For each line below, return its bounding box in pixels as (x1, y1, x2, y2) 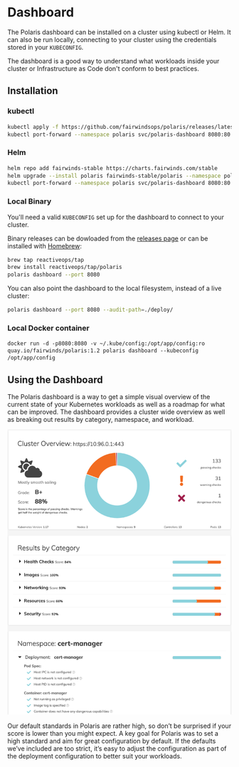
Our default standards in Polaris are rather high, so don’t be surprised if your (7, 721, 232, 730)
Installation (7, 85, 58, 97)
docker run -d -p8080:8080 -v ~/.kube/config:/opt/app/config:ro (7, 340, 205, 347)
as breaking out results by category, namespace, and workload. (7, 416, 194, 424)
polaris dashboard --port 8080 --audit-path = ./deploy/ (7, 307, 174, 314)
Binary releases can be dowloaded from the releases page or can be (7, 234, 208, 243)
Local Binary (7, 196, 52, 206)
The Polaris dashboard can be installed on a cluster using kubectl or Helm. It (7, 28, 231, 36)
